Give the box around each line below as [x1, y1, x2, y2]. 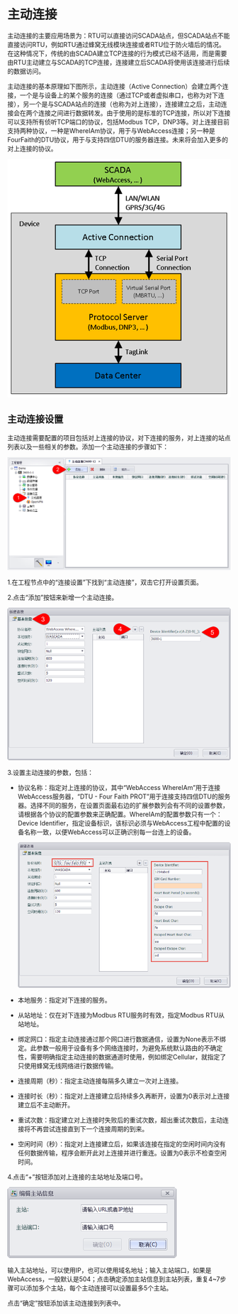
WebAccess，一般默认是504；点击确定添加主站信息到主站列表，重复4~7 [7, 1275, 221, 1283]
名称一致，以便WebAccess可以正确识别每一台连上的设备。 [23, 828, 195, 836]
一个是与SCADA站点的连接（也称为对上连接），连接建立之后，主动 [28, 100, 221, 108]
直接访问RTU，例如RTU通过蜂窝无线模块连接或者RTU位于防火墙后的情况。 [7, 40, 225, 48]
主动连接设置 [7, 413, 64, 425]
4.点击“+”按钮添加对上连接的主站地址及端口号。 [7, 1173, 147, 1181]
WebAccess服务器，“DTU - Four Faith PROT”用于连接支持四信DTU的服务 [17, 792, 231, 801]
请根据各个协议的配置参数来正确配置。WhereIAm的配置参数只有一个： [17, 810, 222, 818]
